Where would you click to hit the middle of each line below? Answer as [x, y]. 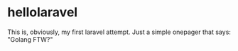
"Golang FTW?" [30, 39]
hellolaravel [43, 12]
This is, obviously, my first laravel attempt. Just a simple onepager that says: [119, 32]
